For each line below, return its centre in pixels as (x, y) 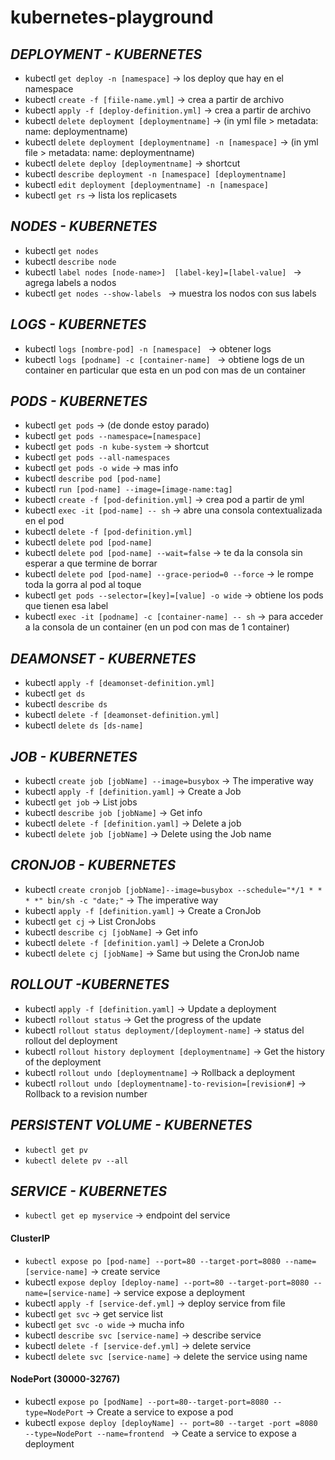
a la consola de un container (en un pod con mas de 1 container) (157, 627)
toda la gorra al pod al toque (83, 585)
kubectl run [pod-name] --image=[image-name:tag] (128, 489)
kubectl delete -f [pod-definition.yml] (108, 532)
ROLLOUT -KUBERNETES (90, 984)
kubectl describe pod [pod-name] (93, 478)
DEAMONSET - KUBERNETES (103, 658)
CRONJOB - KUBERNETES (93, 865)
